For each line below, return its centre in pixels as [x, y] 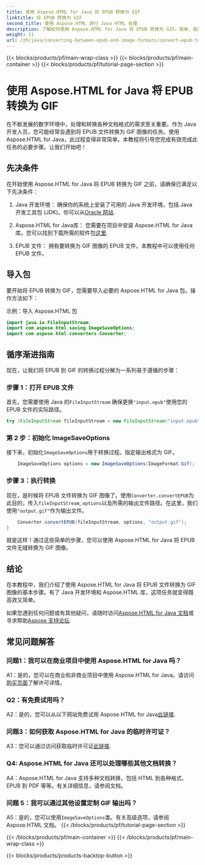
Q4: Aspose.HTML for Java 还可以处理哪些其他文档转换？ [92, 764]
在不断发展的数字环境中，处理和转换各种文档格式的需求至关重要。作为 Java [101, 124]
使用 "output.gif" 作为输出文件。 [47, 510]
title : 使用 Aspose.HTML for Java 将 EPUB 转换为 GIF [73, 12]
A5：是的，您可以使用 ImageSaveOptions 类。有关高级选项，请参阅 [88, 817]
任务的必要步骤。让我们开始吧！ [46, 147]
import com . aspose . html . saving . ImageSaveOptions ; [71, 328]
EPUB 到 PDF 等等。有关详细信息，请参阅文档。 [67, 786]
